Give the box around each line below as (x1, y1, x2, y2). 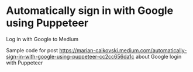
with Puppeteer (6, 59, 43, 66)
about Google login (135, 53, 182, 60)
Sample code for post (6, 46, 58, 53)
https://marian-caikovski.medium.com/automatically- (59, 46, 187, 53)
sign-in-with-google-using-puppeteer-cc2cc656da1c (6, 53, 135, 60)
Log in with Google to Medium (6, 35, 79, 42)
